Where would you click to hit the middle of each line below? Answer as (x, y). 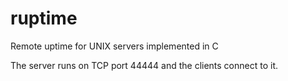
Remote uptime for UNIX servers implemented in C (114, 46)
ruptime (44, 18)
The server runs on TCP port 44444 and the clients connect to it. (144, 65)
